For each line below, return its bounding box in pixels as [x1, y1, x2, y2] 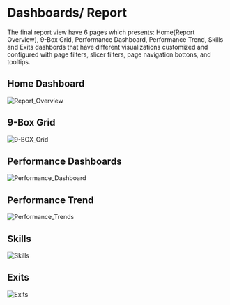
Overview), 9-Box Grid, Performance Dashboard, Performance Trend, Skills [7, 35, 224, 43]
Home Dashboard [7, 78, 85, 90]
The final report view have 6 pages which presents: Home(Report [7, 28, 195, 36]
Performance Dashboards [7, 155, 122, 167]
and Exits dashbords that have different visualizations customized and [7, 43, 208, 51]
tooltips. [7, 57, 31, 66]
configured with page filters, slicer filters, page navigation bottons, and [7, 50, 211, 59]
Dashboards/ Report [7, 5, 128, 21]
